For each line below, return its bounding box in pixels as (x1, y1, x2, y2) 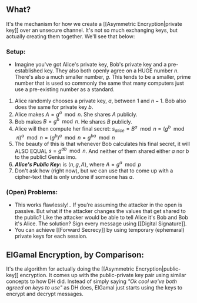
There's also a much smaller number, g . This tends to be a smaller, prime (14, 74, 191, 81)
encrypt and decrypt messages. (6, 290, 84, 297)
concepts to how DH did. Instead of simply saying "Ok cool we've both (6, 278, 178, 285)
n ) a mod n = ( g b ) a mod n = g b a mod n (16, 132, 115, 141)
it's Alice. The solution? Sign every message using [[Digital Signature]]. (14, 220, 187, 227)
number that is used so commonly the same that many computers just (14, 79, 184, 87)
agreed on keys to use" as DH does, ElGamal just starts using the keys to (6, 284, 183, 291)
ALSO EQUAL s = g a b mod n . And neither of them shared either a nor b (14, 146, 189, 155)
